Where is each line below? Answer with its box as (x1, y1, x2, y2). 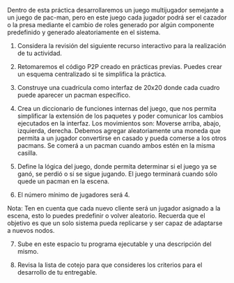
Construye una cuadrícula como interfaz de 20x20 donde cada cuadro (17, 84, 220, 91)
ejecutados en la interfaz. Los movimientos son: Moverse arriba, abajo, (17, 119, 221, 128)
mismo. (17, 247, 39, 255)
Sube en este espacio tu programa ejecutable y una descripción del (17, 240, 212, 248)
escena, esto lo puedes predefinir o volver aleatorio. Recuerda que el (7, 212, 205, 220)
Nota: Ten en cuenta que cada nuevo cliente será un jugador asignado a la (7, 204, 221, 212)
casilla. (17, 149, 38, 157)
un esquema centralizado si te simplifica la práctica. (17, 70, 167, 78)
